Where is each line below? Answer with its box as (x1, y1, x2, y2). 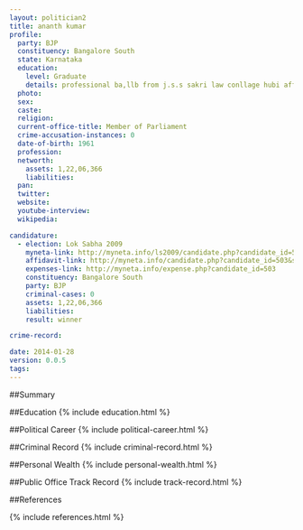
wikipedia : (17, 214, 59, 224)
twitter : (17, 190, 50, 199)
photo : (17, 88, 42, 98)
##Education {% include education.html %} (9, 406, 171, 417)
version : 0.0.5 (9, 356, 67, 366)
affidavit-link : (25, 256, 87, 265)
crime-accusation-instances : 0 (17, 131, 135, 140)
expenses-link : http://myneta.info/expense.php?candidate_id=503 (25, 265, 277, 274)
